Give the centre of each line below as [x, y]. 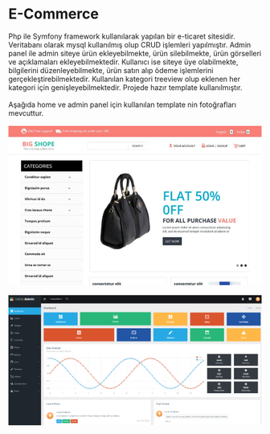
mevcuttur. [26, 113]
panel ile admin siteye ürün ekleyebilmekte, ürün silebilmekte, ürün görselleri [135, 53]
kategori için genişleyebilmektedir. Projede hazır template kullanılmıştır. [125, 87]
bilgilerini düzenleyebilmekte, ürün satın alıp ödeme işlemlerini [111, 70]
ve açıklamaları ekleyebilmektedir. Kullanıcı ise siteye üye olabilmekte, [123, 62]
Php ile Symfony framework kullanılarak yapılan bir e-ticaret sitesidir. [122, 36]
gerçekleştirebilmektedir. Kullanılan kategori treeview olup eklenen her [125, 79]
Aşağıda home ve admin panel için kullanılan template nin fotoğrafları [123, 104]
